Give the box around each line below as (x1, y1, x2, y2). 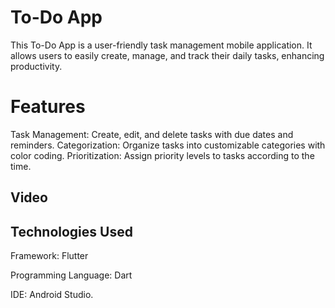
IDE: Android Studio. (10, 289, 94, 301)
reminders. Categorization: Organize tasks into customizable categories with (10, 139, 326, 151)
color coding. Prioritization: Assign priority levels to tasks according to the (10, 149, 315, 161)
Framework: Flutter (10, 250, 89, 262)
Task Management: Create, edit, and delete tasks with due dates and (10, 128, 294, 140)
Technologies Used (10, 223, 133, 240)
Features (10, 96, 86, 118)
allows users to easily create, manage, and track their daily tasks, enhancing (10, 49, 325, 61)
